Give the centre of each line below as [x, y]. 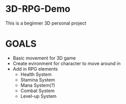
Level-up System [38, 96]
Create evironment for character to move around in [67, 63]
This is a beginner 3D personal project [46, 23]
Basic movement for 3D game [44, 58]
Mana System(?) [38, 85]
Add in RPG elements [35, 69]
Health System [36, 74]
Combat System [38, 91]
